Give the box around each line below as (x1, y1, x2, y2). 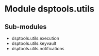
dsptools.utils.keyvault (11, 41, 57, 46)
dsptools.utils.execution (11, 35, 59, 41)
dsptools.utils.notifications (11, 46, 65, 51)
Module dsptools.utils (4, 3, 95, 14)
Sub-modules (4, 23, 47, 31)
